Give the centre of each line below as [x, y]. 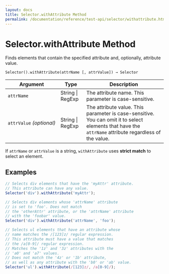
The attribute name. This [115, 93]
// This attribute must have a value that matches [59, 239]
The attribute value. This [115, 107]
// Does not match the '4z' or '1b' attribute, [56, 258]
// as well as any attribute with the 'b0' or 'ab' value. [68, 262]
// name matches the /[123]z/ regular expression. [59, 234]
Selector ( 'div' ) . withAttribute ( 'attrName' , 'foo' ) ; [60, 221]
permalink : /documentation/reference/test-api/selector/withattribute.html [86, 19]
